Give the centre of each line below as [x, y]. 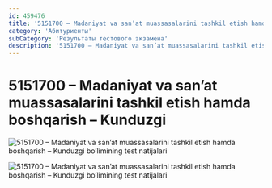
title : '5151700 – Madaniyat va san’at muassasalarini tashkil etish [128, 23]
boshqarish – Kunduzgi [87, 120]
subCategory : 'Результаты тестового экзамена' [88, 38]
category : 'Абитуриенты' [50, 31]
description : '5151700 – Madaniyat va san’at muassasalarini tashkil [128, 46]
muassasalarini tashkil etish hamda [130, 103]
